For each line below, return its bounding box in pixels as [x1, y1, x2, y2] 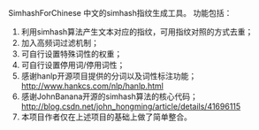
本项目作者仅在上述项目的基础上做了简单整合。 [20, 111, 192, 122]
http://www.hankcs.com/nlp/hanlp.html [20, 80, 164, 91]
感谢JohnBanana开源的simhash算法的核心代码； [20, 91, 198, 102]
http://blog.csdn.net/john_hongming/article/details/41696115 [20, 101, 241, 111]
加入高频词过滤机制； [20, 38, 99, 48]
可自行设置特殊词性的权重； [20, 49, 123, 59]
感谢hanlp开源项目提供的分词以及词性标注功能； [20, 71, 197, 81]
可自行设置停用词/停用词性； [20, 60, 126, 70]
